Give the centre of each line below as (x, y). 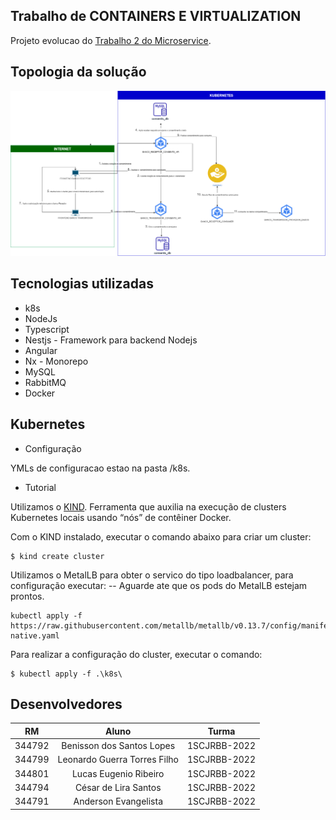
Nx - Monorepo (56, 361)
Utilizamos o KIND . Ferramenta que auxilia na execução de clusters (148, 506)
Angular (41, 350)
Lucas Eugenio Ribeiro (118, 773)
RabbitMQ (45, 382)
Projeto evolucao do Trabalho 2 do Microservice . (111, 40)
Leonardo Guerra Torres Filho (118, 760)
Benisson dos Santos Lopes (118, 746)
